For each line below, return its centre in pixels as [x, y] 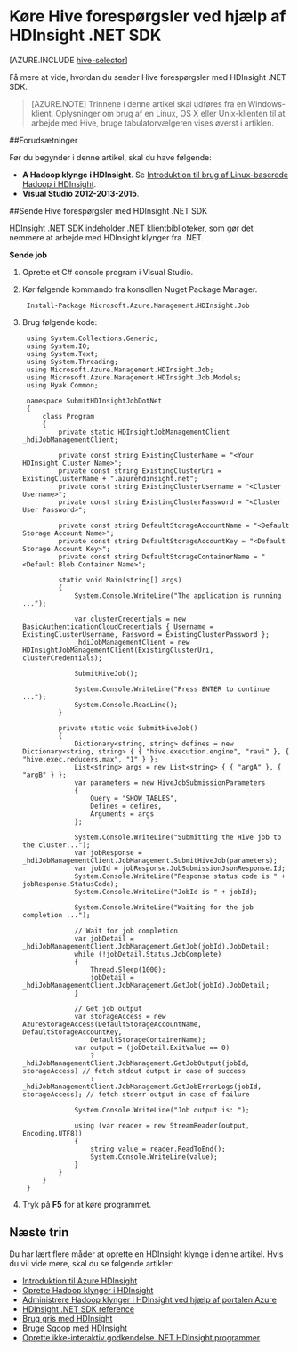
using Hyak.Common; [62, 385]
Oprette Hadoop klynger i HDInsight [88, 1290]
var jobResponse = [108, 852]
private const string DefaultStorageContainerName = [158, 557]
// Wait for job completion [126, 931]
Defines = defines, [126, 806]
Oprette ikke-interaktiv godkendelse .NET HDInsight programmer [141, 1337]
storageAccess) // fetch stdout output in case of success [134, 1071]
